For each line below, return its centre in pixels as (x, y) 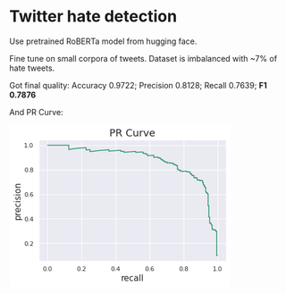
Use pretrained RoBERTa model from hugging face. (103, 41)
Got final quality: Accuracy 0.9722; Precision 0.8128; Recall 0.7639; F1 (139, 85)
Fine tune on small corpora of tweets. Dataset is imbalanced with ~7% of (143, 58)
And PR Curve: (37, 112)
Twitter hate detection (93, 17)
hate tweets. (32, 68)
